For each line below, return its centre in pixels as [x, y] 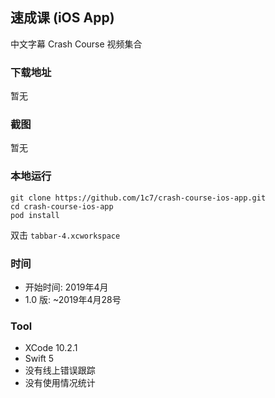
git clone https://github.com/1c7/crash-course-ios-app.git [138, 198]
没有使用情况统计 [60, 383]
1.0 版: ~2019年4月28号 [73, 299]
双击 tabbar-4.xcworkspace [65, 235]
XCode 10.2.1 [51, 348]
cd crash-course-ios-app [62, 206]
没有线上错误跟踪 [60, 370]
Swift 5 [39, 359]
